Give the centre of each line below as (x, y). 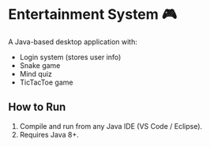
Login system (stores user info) (70, 57)
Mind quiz (36, 73)
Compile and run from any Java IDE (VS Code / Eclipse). (111, 126)
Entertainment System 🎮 (93, 15)
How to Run (37, 107)
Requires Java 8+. (49, 134)
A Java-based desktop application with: (73, 41)
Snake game (40, 65)
